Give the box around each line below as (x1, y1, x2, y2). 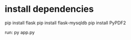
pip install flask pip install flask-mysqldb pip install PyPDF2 (5, 20, 126, 26)
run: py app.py (5, 29, 35, 35)
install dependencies (5, 3, 94, 15)
